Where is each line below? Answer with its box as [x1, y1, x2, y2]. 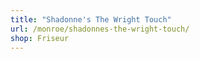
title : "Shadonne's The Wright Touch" [10, 14, 172, 25]
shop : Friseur [10, 33, 70, 43]
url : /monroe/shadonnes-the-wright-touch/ [10, 24, 190, 34]
